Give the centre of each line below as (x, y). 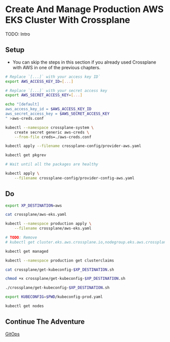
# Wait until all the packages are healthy (52, 164)
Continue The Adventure (45, 322)
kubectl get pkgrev (26, 155)
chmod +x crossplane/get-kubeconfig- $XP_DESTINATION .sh (65, 279)
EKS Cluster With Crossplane (68, 20)
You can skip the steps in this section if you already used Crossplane (84, 62)
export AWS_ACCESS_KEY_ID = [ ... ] (39, 81)
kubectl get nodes (25, 306)
